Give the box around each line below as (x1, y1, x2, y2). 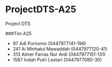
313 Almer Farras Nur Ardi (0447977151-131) (12, 51, 106, 57)
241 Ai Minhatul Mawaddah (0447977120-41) (12, 46, 107, 52)
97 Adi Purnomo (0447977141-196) (12, 40, 86, 47)
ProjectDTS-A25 (5, 4, 77, 15)
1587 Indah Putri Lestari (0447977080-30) (12, 56, 102, 62)
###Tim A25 (5, 30, 32, 36)
